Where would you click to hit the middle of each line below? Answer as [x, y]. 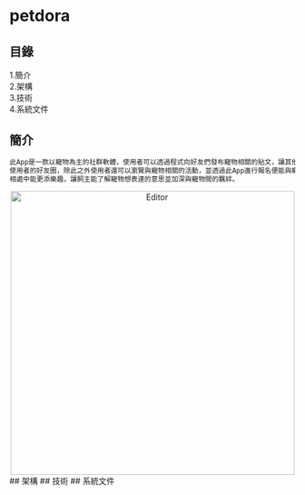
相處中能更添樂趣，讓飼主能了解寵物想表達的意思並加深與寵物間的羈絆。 [124, 179]
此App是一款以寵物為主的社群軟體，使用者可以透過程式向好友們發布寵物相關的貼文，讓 [148, 162]
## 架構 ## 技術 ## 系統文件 [62, 481]
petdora [40, 16]
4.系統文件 [29, 109]
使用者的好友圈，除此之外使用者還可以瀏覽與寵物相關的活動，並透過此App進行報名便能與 [151, 170]
